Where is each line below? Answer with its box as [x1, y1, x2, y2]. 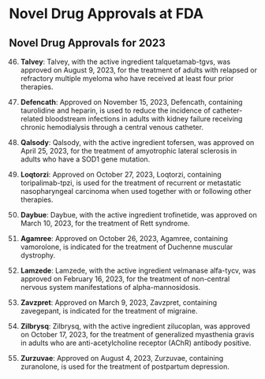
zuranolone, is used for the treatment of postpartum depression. [20, 362, 230, 371]
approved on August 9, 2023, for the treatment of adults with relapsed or [20, 65, 257, 75]
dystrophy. [20, 251, 56, 260]
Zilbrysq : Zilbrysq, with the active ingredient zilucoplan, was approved [20, 321, 251, 331]
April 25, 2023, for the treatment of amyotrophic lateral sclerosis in [20, 147, 237, 155]
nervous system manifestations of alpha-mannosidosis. [20, 283, 201, 292]
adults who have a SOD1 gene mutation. [20, 154, 151, 164]
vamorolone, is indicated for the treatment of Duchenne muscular [20, 242, 233, 251]
